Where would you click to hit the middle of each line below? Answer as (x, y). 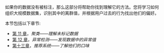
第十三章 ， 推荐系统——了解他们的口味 (51, 46)
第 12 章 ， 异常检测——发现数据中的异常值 (54, 40)
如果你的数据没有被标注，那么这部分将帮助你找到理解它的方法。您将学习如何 (82, 7)
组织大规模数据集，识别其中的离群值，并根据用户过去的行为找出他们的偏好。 (82, 13)
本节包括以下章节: (23, 23)
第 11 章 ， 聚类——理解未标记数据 (45, 33)
